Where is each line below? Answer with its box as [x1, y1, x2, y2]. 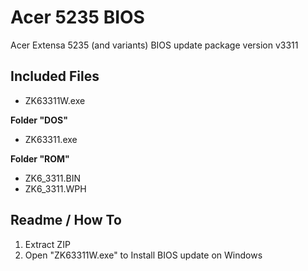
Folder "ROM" [10, 152, 70, 165]
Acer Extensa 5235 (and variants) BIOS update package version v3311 [10, 39, 299, 51]
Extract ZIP [24, 238, 71, 250]
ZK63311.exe [24, 133, 78, 145]
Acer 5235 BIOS [10, 6, 145, 29]
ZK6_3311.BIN [24, 172, 81, 184]
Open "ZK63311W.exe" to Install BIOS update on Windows [24, 249, 263, 261]
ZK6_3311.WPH [24, 182, 87, 195]
